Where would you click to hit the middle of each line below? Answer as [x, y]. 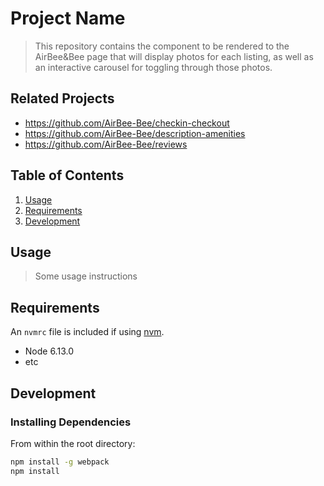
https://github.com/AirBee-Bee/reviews [106, 144]
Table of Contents [67, 175]
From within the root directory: [73, 443]
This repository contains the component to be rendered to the [162, 46]
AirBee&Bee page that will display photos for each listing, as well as [174, 56]
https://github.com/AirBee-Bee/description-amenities [135, 133]
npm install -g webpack [60, 462]
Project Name [68, 18]
